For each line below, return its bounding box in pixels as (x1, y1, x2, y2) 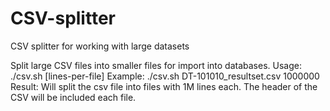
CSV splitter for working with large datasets (10, 40, 190, 52)
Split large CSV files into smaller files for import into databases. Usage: (10, 59, 302, 71)
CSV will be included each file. (10, 91, 137, 103)
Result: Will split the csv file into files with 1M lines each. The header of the (10, 80, 318, 92)
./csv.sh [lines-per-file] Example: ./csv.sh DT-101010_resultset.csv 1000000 (10, 70, 320, 82)
